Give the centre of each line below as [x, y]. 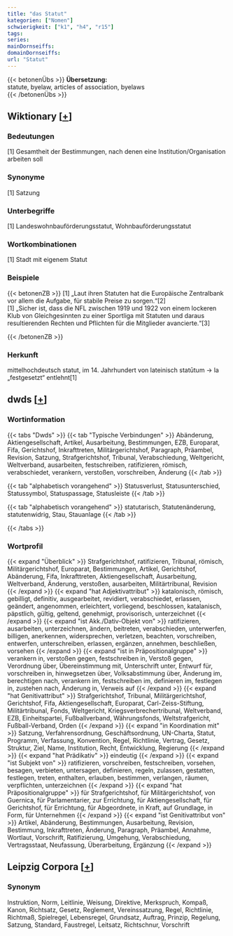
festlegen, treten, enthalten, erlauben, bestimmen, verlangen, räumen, [108, 777]
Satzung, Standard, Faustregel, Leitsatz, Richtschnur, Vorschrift [99, 925]
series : [19, 40]
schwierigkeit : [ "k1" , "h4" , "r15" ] [61, 27]
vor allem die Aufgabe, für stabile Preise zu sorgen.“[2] [86, 301]
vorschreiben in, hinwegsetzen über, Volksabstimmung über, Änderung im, [115, 673]
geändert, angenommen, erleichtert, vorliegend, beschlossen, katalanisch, [114, 606]
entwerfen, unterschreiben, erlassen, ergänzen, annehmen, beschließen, [112, 643]
